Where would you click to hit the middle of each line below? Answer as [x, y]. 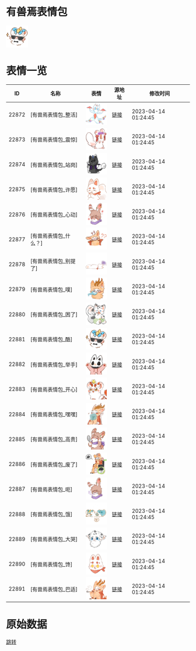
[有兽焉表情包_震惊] [54, 140]
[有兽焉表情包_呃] [51, 489]
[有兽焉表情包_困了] [54, 314]
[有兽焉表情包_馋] [51, 564]
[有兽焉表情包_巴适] [54, 589]
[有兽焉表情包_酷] [51, 340]
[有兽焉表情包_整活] [54, 115]
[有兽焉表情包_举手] [54, 364]
